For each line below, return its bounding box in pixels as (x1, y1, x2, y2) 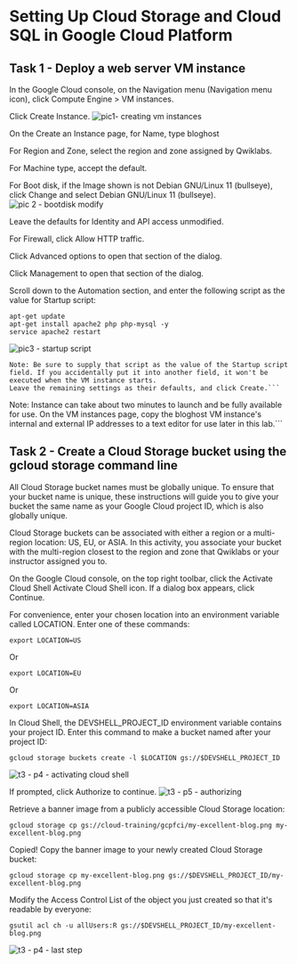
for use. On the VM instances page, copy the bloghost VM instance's (9, 409, 262, 420)
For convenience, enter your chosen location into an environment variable (9, 609, 280, 620)
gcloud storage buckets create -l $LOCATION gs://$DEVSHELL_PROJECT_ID (9, 753, 280, 763)
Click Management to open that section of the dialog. (9, 268, 205, 278)
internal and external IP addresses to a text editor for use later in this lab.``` (9, 419, 283, 429)
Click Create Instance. (9, 111, 91, 121)
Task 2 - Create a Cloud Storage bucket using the (9, 444, 287, 460)
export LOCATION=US (9, 635, 82, 645)
